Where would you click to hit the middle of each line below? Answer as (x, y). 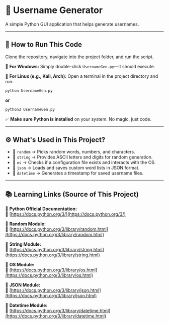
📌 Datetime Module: (26, 305)
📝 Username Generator (54, 10)
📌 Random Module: (26, 224)
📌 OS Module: (20, 265)
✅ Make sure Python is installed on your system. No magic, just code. (78, 119)
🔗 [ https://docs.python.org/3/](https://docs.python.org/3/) (65, 214)
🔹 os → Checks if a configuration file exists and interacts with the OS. (84, 163)
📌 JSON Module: (23, 285)
